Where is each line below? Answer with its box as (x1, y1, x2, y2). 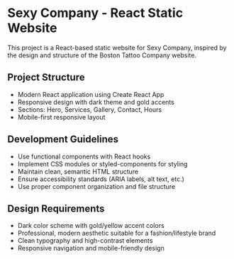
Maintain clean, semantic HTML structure (17, 167, 139, 175)
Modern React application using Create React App (17, 90, 165, 98)
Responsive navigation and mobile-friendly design (17, 244, 165, 253)
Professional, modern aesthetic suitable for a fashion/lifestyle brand (17, 229, 216, 238)
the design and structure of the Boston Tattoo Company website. (7, 51, 197, 59)
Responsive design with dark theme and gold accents (17, 98, 175, 106)
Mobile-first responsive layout (17, 113, 106, 121)
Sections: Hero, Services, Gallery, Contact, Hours (17, 105, 162, 114)
